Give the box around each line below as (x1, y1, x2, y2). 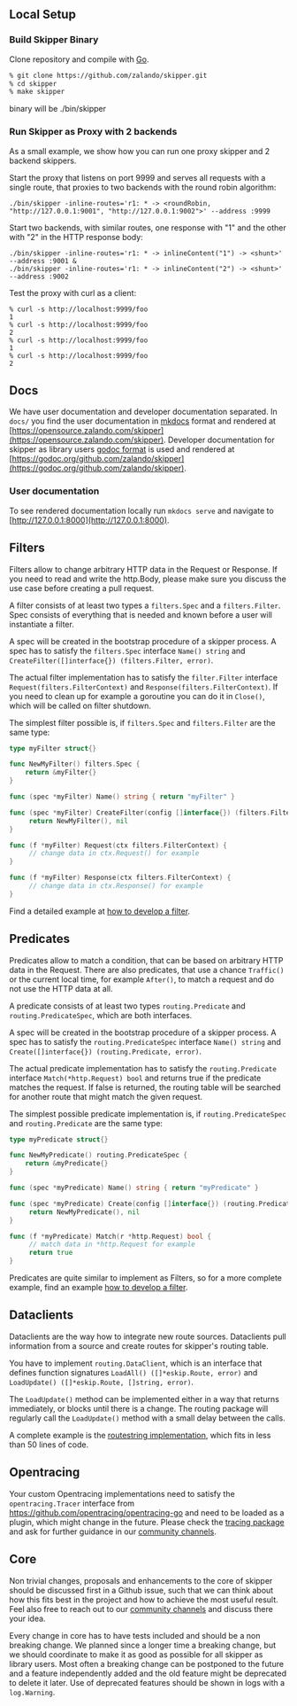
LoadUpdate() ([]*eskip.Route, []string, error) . (9, 1376, 194, 1387)
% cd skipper (9, 79, 57, 88)
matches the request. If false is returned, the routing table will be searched (9, 1081, 281, 1093)
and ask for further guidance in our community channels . (9, 1526, 217, 1537)
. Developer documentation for (163, 434, 276, 446)
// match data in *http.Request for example (28, 1240, 196, 1249)
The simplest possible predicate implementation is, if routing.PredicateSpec (9, 1108, 287, 1119)
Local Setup (9, 7, 77, 22)
